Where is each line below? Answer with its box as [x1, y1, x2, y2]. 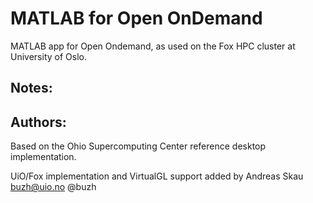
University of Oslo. [10, 50, 87, 62]
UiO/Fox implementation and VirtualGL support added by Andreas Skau [10, 170, 304, 182]
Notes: [10, 80, 53, 97]
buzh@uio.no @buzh [10, 181, 97, 193]
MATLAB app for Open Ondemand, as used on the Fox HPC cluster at [10, 40, 296, 52]
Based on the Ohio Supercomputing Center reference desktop [10, 140, 267, 152]
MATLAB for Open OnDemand [10, 7, 263, 30]
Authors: [10, 113, 67, 131]
